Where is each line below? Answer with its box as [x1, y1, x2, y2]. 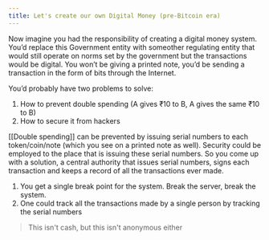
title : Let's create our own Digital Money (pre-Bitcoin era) [8, 11, 221, 20]
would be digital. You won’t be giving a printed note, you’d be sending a [8, 59, 245, 69]
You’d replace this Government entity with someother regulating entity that [8, 42, 255, 52]
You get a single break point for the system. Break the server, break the [19, 181, 256, 191]
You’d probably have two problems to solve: [8, 83, 154, 93]
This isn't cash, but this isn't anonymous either [27, 222, 183, 232]
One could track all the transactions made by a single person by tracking [19, 198, 261, 208]
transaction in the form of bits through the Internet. [8, 67, 177, 77]
